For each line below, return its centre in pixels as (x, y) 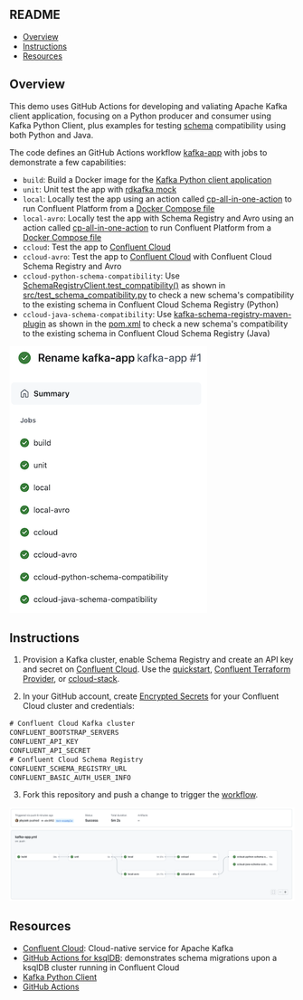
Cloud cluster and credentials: (78, 706)
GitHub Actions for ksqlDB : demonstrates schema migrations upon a (150, 958)
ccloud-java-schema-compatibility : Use (97, 314)
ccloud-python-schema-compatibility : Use (101, 276)
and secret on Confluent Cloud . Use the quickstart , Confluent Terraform (156, 669)
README (35, 15)
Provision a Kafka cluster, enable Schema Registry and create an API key (158, 660)
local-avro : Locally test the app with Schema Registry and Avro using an (158, 218)
